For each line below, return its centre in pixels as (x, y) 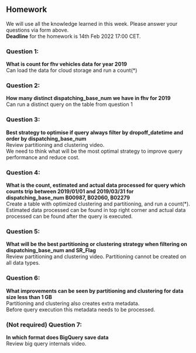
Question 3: (23, 119)
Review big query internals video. (46, 343)
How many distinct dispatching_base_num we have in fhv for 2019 (88, 98)
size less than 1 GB (29, 297)
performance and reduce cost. (43, 157)
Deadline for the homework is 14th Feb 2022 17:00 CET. (74, 36)
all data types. (23, 263)
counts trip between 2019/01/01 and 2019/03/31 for (70, 191)
